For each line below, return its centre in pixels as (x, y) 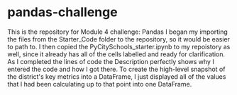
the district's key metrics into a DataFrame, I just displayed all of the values (117, 76)
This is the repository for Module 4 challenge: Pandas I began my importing (118, 32)
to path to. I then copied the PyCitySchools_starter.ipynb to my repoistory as (119, 46)
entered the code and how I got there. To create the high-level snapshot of (116, 69)
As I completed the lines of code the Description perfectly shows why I (111, 61)
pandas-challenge (63, 12)
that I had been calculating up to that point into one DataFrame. (100, 84)
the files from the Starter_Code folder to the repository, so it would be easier (119, 39)
